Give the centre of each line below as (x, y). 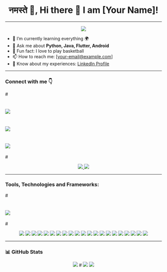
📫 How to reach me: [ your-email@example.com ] (63, 56)
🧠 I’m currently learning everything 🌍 (51, 38)
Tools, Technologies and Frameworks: (52, 184)
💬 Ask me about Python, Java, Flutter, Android (61, 45)
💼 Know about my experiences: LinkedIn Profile (61, 64)
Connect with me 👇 (29, 82)
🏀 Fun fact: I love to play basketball (48, 51)
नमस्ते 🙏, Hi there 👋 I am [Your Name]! (83, 10)
